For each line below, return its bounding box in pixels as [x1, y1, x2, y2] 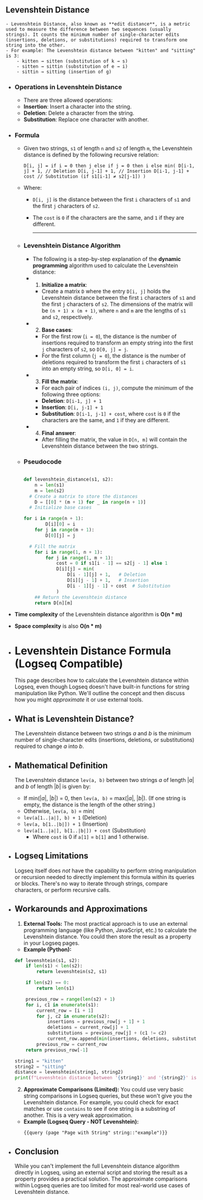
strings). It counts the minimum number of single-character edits [5, 32, 180, 38]
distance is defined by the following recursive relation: [23, 151, 159, 158]
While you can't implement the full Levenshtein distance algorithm [14, 1162, 180, 1170]
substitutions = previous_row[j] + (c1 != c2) [47, 1030, 167, 1036]
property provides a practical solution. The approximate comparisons [14, 1175, 188, 1182]
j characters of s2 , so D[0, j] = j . [41, 345, 128, 352]
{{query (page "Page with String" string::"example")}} [23, 1130, 168, 1136]
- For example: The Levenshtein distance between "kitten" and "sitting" [5, 47, 196, 53]
